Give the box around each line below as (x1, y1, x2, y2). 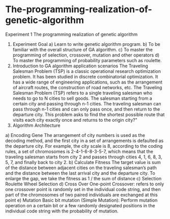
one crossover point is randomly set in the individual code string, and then (5, 186, 161, 192)
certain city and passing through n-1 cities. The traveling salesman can (12, 100, 161, 106)
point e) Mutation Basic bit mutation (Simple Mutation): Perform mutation (5, 197, 158, 203)
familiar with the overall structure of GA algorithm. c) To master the (12, 46, 153, 52)
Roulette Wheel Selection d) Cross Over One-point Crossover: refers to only (5, 181, 164, 187)
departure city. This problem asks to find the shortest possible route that (12, 111, 165, 118)
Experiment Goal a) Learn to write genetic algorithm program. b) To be (12, 41, 160, 47)
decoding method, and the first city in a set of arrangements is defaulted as (5, 138, 164, 144)
